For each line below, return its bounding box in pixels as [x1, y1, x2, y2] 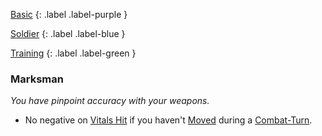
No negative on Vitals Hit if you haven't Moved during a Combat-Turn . [24, 114, 313, 126]
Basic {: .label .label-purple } [10, 9, 128, 20]
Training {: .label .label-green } [10, 47, 137, 59]
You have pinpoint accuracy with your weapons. [10, 95, 210, 107]
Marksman [10, 72, 64, 86]
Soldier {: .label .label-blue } [10, 28, 126, 39]
